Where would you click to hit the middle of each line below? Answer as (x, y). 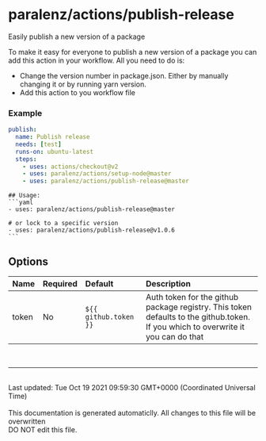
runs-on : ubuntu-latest (54, 151)
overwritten (27, 421)
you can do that (175, 337)
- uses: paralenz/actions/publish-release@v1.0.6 (92, 230)
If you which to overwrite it (195, 327)
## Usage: (25, 196)
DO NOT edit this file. (43, 430)
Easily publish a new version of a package (77, 36)
